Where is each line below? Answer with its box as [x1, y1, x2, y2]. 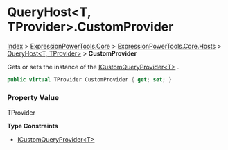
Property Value [7, 92, 60, 102]
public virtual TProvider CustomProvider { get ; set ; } [7, 76, 172, 83]
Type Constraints [7, 122, 59, 131]
